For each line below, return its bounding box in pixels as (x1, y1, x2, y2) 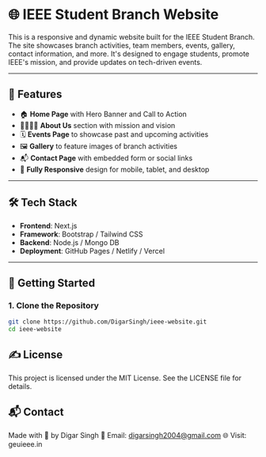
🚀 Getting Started (8, 276, 96, 289)
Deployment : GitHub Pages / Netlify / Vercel (19, 246, 165, 255)
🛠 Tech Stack (8, 196, 78, 210)
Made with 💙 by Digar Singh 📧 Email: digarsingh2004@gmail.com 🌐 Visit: (8, 430, 247, 440)
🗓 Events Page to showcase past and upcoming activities (19, 129, 209, 139)
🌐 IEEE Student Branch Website (8, 6, 219, 24)
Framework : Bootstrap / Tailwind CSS (19, 229, 144, 239)
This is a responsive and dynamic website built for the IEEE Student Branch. (8, 32, 255, 41)
